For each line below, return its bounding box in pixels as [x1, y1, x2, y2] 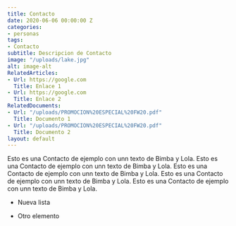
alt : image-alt [7, 63, 52, 70]
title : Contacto [7, 10, 55, 18]
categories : [7, 23, 42, 30]
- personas [7, 30, 39, 37]
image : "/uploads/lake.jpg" [7, 56, 90, 64]
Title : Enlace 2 [13, 96, 61, 103]
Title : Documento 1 [13, 115, 71, 122]
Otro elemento [17, 212, 60, 220]
